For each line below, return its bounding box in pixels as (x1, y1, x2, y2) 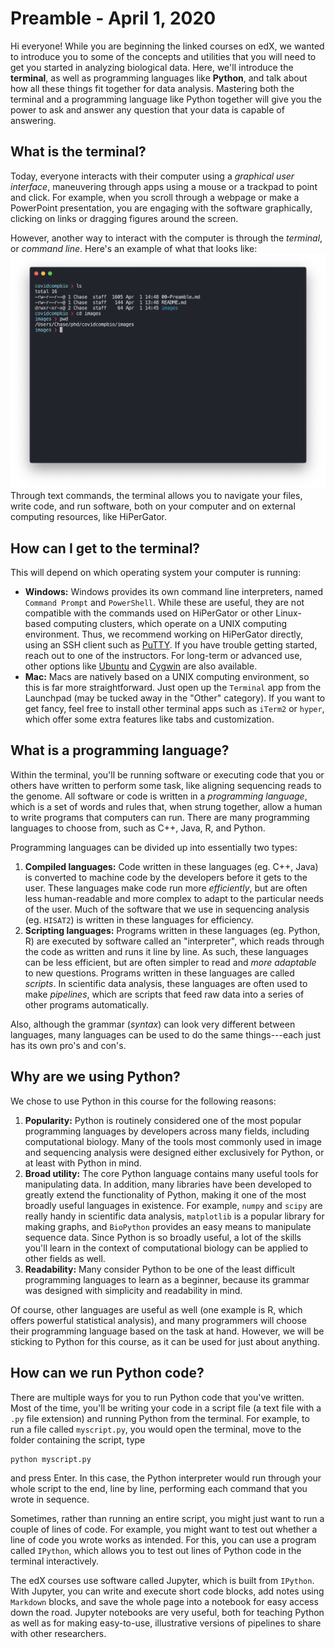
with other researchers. (10, 1628, 107, 1640)
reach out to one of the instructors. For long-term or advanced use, (24, 650, 303, 662)
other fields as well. (24, 1252, 106, 1264)
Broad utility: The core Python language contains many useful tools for (24, 1167, 319, 1179)
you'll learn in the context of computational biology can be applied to (24, 1242, 309, 1254)
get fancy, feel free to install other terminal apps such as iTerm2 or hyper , (24, 703, 325, 715)
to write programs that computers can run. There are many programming (10, 811, 310, 823)
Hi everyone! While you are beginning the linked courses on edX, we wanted (10, 40, 325, 52)
